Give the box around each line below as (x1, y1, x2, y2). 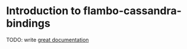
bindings (6, 17, 50, 30)
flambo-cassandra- (83, 4, 182, 18)
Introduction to (6, 4, 81, 18)
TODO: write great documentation (6, 36, 89, 43)
